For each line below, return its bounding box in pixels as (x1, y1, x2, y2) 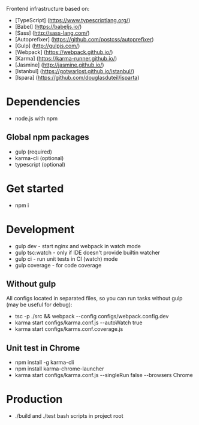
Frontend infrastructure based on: (6, 5, 90, 12)
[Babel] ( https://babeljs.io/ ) (14, 23, 82, 30)
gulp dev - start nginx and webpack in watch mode (14, 242, 141, 249)
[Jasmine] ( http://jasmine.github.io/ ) (14, 61, 104, 68)
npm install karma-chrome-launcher (14, 365, 104, 372)
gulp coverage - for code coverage (14, 261, 102, 269)
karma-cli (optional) (14, 154, 64, 161)
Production (6, 393, 63, 406)
